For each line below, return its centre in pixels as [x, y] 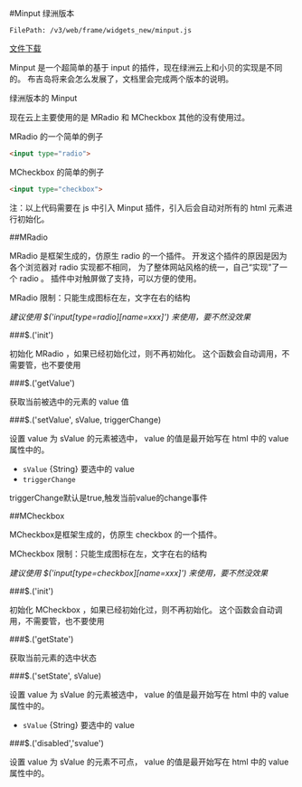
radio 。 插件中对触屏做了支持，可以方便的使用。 [110, 278]
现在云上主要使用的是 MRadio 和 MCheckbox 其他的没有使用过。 [130, 117]
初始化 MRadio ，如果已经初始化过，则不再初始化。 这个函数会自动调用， [146, 353]
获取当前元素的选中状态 [53, 658]
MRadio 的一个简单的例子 [57, 137]
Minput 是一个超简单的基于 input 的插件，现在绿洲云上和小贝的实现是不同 [146, 67]
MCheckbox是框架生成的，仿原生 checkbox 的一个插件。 [116, 534]
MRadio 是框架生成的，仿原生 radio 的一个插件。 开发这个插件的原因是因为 [148, 255]
